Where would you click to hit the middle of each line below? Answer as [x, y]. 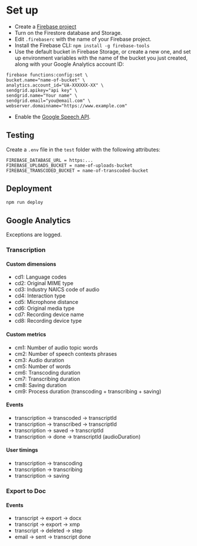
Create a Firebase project [45, 27]
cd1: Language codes [41, 277]
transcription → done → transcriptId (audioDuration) [78, 436]
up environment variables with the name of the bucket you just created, [101, 58]
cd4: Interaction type [40, 296]
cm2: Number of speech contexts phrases [66, 353]
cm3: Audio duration [39, 360]
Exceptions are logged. [34, 235]
